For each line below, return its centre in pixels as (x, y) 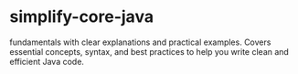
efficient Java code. (47, 61)
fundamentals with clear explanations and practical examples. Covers (140, 42)
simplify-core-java (81, 17)
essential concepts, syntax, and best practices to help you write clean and (149, 51)
